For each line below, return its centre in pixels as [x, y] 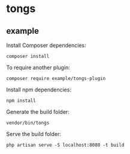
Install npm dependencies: [39, 90]
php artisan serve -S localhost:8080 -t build [65, 145]
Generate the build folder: [38, 112]
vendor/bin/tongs [28, 123]
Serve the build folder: [34, 134]
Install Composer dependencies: [46, 45]
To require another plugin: [38, 67]
